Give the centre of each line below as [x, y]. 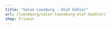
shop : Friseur [20, 19]
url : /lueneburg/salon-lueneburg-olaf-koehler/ [56, 14]
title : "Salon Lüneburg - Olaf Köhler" [47, 10]
